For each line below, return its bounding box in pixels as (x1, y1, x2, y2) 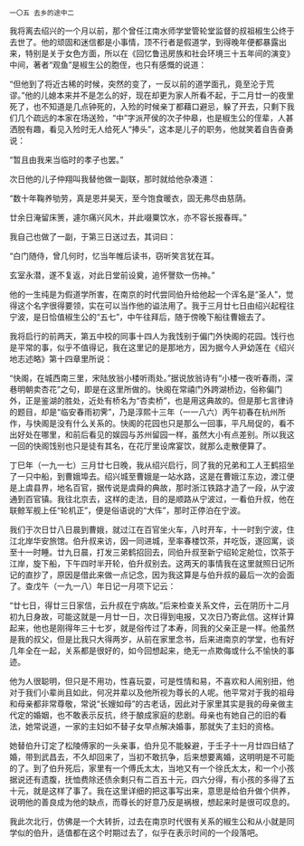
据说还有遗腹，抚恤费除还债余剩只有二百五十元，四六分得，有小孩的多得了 (9, 775, 287, 784)
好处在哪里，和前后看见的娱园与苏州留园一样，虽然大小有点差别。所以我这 (16, 429, 295, 440)
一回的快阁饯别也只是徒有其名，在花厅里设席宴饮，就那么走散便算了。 (9, 441, 271, 451)
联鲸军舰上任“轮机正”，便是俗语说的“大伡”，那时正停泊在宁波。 (9, 505, 246, 516)
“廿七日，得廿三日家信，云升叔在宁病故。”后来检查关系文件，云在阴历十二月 (9, 600, 290, 611)
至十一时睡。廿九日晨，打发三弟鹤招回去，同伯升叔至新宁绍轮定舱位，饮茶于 (9, 547, 295, 557)
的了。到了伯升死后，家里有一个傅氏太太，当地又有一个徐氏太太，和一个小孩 (9, 763, 295, 774)
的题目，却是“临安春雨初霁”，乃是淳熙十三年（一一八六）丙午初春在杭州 (9, 406, 279, 417)
